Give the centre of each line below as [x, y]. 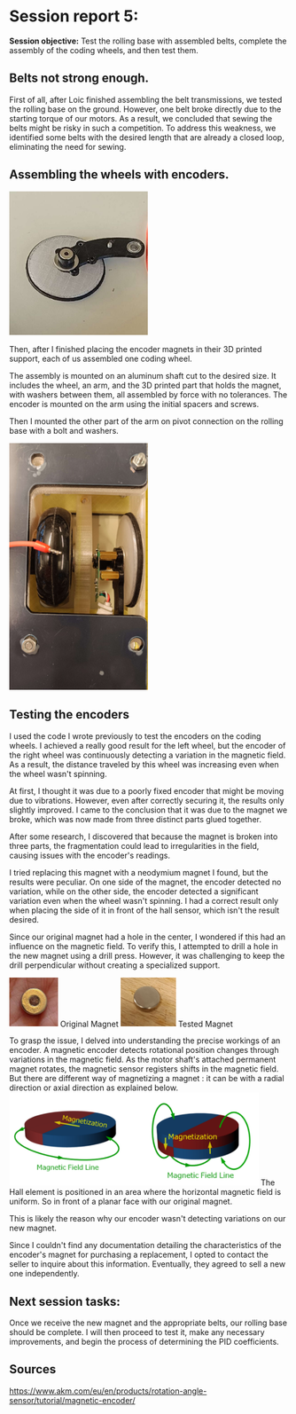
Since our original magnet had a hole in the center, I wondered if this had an [148, 937]
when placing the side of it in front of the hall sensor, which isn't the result [144, 910]
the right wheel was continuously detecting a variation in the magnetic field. [148, 755]
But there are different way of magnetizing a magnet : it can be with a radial [147, 1079]
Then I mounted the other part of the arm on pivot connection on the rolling [146, 421]
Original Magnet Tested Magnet [146, 1024]
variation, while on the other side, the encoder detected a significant [134, 891]
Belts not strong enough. [79, 79]
